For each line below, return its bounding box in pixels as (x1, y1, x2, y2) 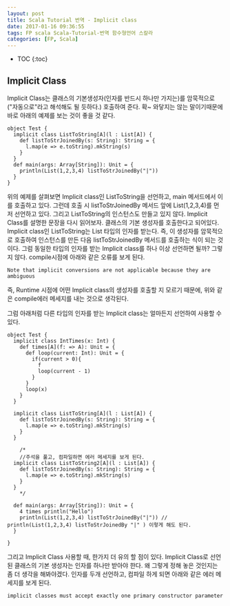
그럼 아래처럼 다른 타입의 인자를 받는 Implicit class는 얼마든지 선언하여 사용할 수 (7, 309, 222, 317)
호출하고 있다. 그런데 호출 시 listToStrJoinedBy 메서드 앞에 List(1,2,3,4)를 (14, 201, 212, 209)
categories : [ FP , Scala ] (7, 36, 79, 43)
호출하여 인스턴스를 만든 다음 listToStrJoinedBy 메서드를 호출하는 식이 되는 (14, 236, 216, 244)
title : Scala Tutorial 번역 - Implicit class (7, 17, 138, 23)
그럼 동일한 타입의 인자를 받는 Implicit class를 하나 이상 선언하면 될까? (21, 244, 210, 252)
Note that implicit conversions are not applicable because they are (7, 267, 211, 274)
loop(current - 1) (37, 368, 91, 375)
